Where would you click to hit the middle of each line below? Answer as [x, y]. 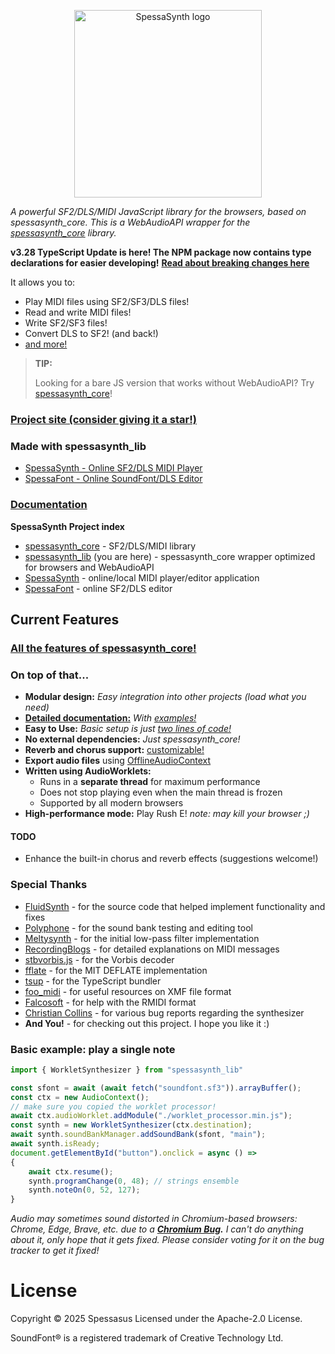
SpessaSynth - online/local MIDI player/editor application [142, 577]
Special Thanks [49, 885]
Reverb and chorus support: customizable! [114, 750]
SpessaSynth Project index [67, 526]
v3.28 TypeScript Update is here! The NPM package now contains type [161, 252]
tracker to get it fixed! [55, 1251]
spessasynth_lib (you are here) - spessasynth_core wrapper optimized [170, 556]
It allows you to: [43, 282]
